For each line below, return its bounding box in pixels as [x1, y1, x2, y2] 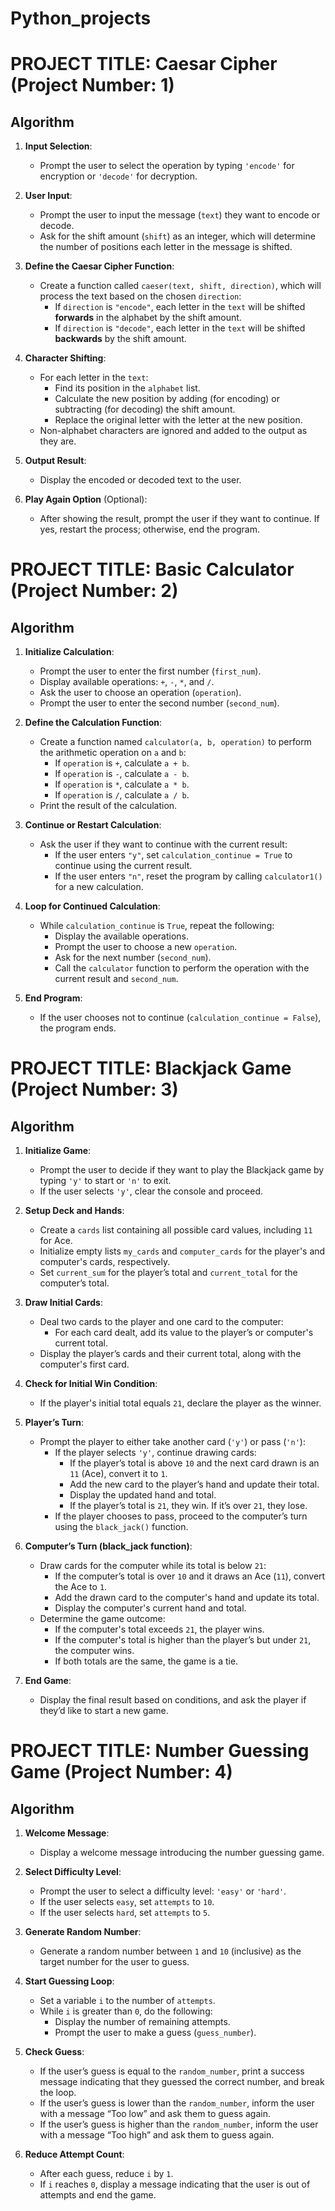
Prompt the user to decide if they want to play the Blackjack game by [39, 1164, 325, 1176]
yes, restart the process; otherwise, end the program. [39, 523, 260, 536]
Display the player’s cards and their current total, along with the [39, 1348, 302, 1360]
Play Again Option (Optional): [24, 493, 148, 506]
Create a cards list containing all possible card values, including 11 [39, 1224, 313, 1236]
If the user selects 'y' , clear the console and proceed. [39, 1185, 264, 1197]
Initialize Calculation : [24, 646, 115, 658]
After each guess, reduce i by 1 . [39, 2168, 174, 2180]
